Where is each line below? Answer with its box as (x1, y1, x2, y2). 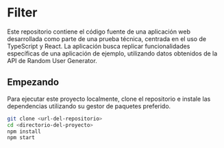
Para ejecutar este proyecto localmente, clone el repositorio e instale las (7, 95, 211, 103)
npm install (7, 128, 41, 135)
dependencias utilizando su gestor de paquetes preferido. (7, 101, 171, 110)
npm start (7, 134, 36, 141)
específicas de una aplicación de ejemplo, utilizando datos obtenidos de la (7, 49, 218, 58)
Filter (7, 5, 38, 21)
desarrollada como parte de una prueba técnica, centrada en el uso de (7, 34, 207, 42)
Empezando (7, 77, 60, 88)
